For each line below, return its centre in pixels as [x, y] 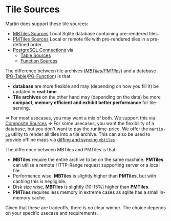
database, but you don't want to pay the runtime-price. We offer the [77, 129]
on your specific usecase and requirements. [52, 213]
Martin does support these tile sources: [47, 24]
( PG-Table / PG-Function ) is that [38, 76]
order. [37, 44]
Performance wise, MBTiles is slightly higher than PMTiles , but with [84, 176]
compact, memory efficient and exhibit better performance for [80, 102]
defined [21, 44]
